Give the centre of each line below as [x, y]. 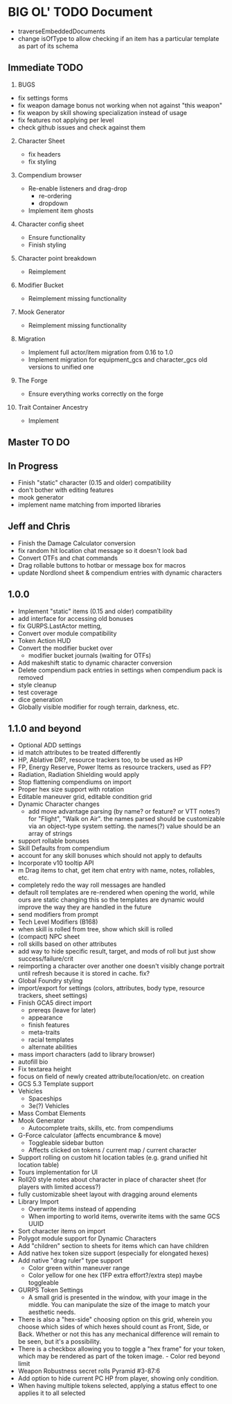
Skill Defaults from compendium [64, 848]
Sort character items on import [62, 1231]
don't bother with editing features [65, 490]
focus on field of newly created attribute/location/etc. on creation [111, 1077]
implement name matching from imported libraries [89, 504]
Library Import [38, 1202]
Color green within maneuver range [79, 1268]
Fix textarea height [45, 1069]
